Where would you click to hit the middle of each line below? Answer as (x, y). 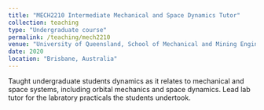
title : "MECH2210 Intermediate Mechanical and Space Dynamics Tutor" (125, 15)
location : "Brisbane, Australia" (63, 59)
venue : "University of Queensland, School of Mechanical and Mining (123, 44)
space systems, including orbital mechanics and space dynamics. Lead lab (130, 89)
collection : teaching (44, 23)
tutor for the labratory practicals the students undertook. (99, 98)
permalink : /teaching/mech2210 (59, 37)
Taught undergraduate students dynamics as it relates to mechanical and (126, 81)
